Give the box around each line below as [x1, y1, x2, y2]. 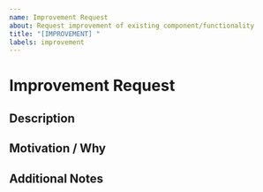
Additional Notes [9, 171, 104, 186]
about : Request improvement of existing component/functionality [9, 21, 254, 30]
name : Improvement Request [9, 12, 109, 22]
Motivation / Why [9, 141, 106, 156]
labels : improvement [9, 37, 86, 47]
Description [9, 111, 75, 126]
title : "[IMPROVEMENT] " [9, 29, 101, 38]
